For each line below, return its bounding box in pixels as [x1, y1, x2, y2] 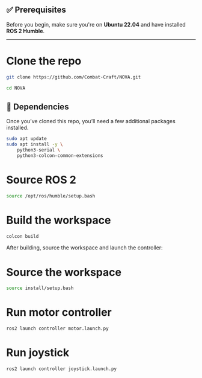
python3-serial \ [17, 147, 61, 153]
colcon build [6, 233, 39, 239]
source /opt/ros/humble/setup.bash [6, 193, 96, 199]
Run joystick [6, 346, 70, 360]
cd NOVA [6, 85, 26, 91]
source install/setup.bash [6, 285, 74, 292]
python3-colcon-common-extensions [17, 152, 103, 159]
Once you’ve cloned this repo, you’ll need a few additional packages [6, 118, 176, 125]
